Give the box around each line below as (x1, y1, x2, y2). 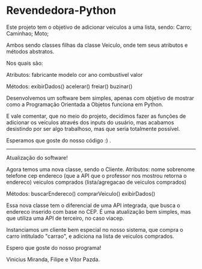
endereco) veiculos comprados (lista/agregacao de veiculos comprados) (6, 178, 187, 186)
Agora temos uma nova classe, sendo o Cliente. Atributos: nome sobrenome (6, 166, 195, 173)
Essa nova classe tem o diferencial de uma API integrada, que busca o (6, 202, 180, 209)
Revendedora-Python (6, 4, 116, 17)
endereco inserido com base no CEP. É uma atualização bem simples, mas (6, 208, 191, 215)
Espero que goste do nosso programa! (6, 244, 102, 251)
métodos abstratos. (6, 47, 55, 55)
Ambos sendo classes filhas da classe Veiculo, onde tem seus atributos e (6, 41, 188, 49)
